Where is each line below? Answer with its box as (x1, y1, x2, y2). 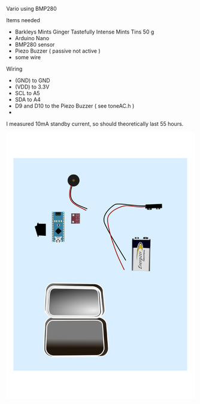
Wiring (6, 65, 23, 72)
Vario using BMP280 (6, 5, 57, 12)
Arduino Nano (14, 35, 50, 41)
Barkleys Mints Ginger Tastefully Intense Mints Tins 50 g (14, 28, 154, 35)
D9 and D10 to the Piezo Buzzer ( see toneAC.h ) (14, 102, 135, 110)
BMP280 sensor (14, 41, 55, 48)
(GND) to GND (14, 77, 50, 84)
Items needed (6, 17, 41, 23)
